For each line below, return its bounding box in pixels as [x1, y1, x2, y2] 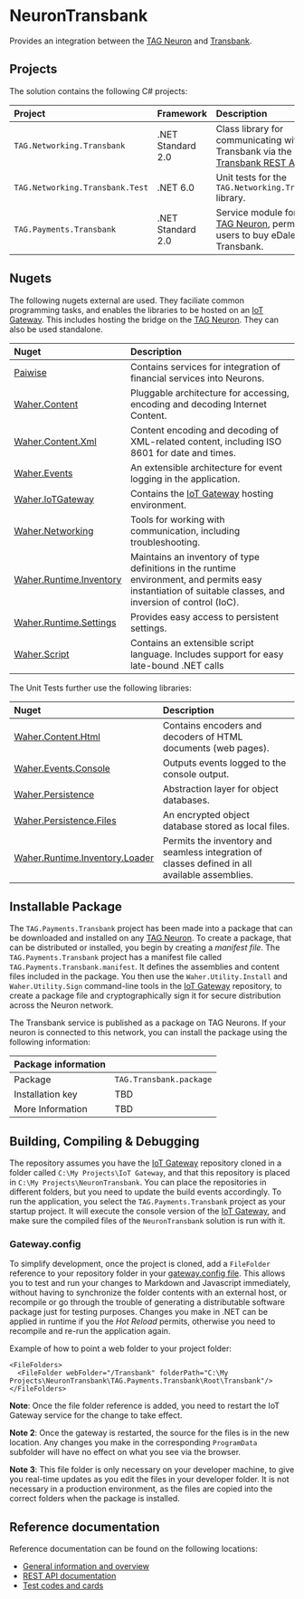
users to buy [215, 228, 270, 241]
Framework [157, 107, 208, 119]
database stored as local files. [162, 820, 290, 833]
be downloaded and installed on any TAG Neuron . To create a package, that [9, 933, 292, 944]
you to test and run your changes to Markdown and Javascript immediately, [9, 1278, 291, 1289]
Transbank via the [215, 145, 292, 157]
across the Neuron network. [9, 1000, 114, 1011]
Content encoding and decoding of [129, 424, 279, 436]
